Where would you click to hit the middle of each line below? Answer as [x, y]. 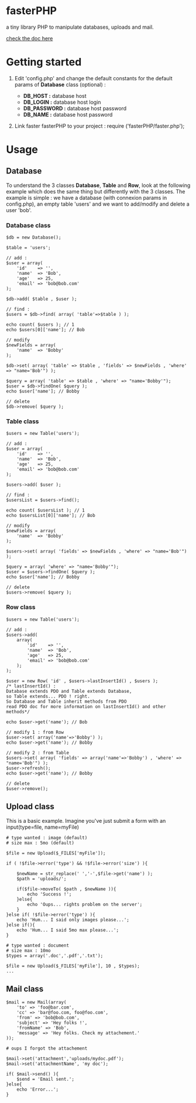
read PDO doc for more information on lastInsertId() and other [86, 707]
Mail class [25, 989]
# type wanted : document [37, 945]
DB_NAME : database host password [68, 114]
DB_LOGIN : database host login [62, 102]
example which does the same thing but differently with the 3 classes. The [96, 191]
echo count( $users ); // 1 [40, 325]
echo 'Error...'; [38, 1090]
